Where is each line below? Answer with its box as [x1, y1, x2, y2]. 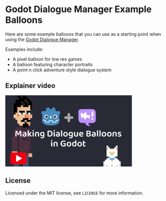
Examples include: [5, 46, 44, 52]
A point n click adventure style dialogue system [12, 67, 112, 73]
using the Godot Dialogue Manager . [5, 36, 79, 43]
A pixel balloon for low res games [12, 56, 82, 62]
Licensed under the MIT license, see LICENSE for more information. [5, 190, 144, 196]
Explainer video [5, 82, 56, 90]
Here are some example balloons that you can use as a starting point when [5, 31, 161, 37]
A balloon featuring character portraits [12, 61, 93, 67]
